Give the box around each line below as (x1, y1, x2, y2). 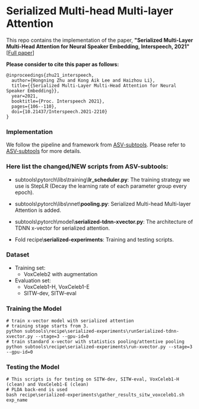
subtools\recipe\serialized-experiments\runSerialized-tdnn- (24, 329, 179, 335)
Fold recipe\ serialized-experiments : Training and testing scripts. (14, 236, 174, 243)
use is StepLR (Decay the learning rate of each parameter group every (14, 182, 187, 189)
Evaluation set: (14, 277, 52, 284)
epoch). (14, 189, 34, 196)
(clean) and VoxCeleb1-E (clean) (6, 382, 89, 388)
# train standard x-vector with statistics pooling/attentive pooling (6, 339, 185, 345)
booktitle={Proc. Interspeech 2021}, (11, 98, 105, 104)
